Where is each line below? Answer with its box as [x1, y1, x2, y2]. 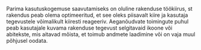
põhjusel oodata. [6, 37, 48, 44]
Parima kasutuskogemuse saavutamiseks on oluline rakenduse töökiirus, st [6, 5, 193, 12]
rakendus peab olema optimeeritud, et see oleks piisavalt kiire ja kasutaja [6, 11, 188, 19]
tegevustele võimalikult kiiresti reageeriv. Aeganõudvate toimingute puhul [6, 18, 189, 25]
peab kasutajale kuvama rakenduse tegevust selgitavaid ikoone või [6, 24, 173, 31]
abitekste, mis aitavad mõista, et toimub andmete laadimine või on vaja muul [6, 31, 196, 38]
